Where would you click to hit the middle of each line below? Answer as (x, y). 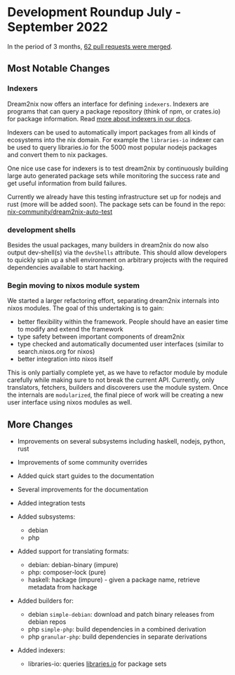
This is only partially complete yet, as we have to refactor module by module (117, 373)
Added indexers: (41, 650)
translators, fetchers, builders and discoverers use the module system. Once (118, 388)
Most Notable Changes (59, 68)
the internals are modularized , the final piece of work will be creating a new (115, 395)
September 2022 (58, 27)
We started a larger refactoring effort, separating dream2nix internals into (113, 301)
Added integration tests (51, 503)
